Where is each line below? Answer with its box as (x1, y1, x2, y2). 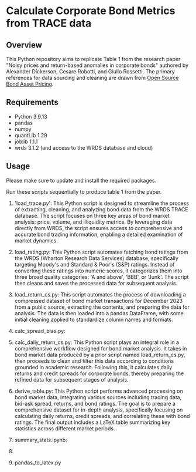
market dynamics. (14, 237, 59, 244)
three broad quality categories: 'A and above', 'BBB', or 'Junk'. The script (14, 273, 189, 280)
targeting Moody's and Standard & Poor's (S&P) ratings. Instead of (14, 261, 175, 268)
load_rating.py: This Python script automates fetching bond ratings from (14, 248, 188, 255)
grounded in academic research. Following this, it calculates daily (14, 363, 173, 370)
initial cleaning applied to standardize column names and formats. (14, 316, 174, 323)
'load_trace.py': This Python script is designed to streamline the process (14, 200, 189, 207)
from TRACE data (6, 16, 92, 30)
